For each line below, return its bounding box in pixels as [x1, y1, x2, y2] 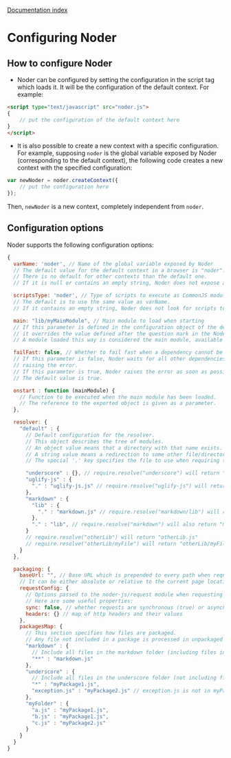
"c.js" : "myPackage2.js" [32, 719, 107, 726]
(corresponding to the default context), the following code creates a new [16, 157, 223, 165]
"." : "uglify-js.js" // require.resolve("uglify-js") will [32, 483, 208, 490]
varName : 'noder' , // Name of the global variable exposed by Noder [13, 260, 214, 268]
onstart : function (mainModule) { [13, 387, 115, 394]
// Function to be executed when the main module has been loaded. [19, 393, 217, 401]
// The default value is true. [13, 375, 103, 381]
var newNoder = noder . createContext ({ [7, 177, 118, 184]
